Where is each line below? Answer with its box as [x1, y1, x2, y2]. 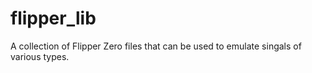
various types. [10, 50, 70, 62]
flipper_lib [10, 7, 97, 30]
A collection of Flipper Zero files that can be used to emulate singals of [10, 40, 302, 52]
